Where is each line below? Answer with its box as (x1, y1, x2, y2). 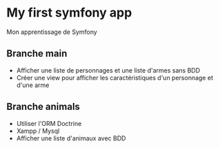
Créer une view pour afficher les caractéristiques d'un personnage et (16, 73, 213, 82)
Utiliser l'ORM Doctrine (16, 119, 82, 127)
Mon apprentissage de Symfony (6, 28, 97, 36)
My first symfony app (6, 5, 132, 21)
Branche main (6, 48, 68, 59)
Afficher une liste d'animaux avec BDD (16, 133, 126, 142)
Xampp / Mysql (16, 127, 60, 135)
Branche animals (6, 101, 81, 113)
